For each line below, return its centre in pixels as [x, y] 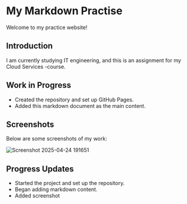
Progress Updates [40, 169]
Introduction [30, 46]
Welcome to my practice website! [47, 27]
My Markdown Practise [65, 11]
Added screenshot [37, 196]
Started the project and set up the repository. [70, 183]
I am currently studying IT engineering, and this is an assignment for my [94, 60]
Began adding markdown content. [56, 189]
